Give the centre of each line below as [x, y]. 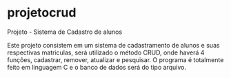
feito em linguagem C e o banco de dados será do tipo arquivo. [97, 67]
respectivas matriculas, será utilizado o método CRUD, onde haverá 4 [106, 52]
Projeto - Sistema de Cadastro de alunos [65, 32]
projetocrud [42, 13]
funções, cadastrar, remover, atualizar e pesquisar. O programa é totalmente [115, 59]
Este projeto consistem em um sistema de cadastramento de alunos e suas [113, 45]
